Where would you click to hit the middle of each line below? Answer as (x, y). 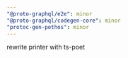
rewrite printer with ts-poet (46, 47)
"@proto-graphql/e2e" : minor (50, 14)
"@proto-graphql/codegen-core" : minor (64, 21)
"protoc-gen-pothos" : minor (48, 27)
